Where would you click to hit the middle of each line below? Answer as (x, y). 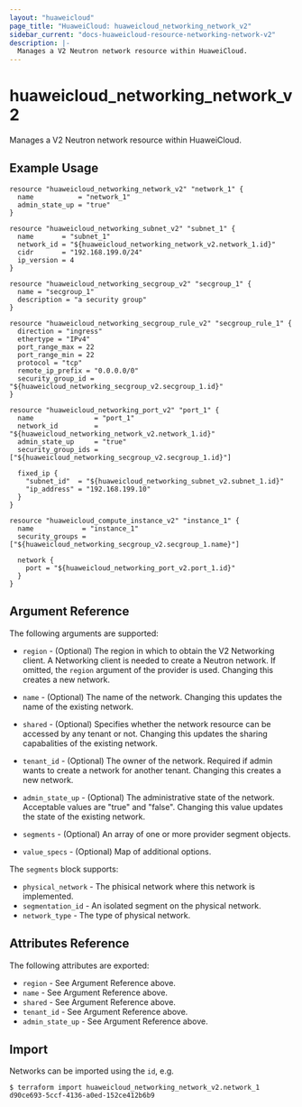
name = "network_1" (74, 197)
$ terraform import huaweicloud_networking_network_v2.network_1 (134, 1088)
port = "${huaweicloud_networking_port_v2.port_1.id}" (131, 568)
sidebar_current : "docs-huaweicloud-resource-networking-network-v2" (143, 34)
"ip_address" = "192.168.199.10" (88, 489)
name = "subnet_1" (64, 236)
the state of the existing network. (84, 816)
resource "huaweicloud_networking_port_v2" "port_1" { (114, 410)
